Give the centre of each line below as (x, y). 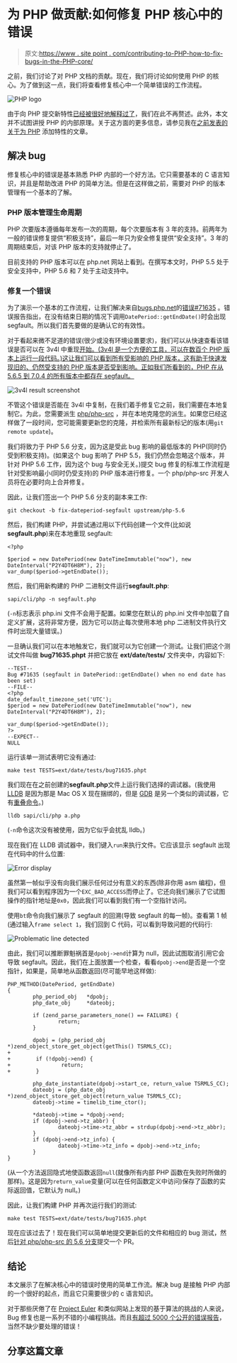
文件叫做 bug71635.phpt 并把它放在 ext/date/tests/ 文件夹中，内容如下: (119, 655)
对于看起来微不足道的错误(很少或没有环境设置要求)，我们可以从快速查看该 (115, 341)
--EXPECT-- (23, 737)
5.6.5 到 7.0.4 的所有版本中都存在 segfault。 (71, 376)
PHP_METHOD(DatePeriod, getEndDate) (61, 985)
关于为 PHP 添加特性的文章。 (50, 131)
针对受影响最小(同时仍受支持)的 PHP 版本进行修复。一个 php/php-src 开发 (115, 474)
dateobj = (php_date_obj (69, 1090)
